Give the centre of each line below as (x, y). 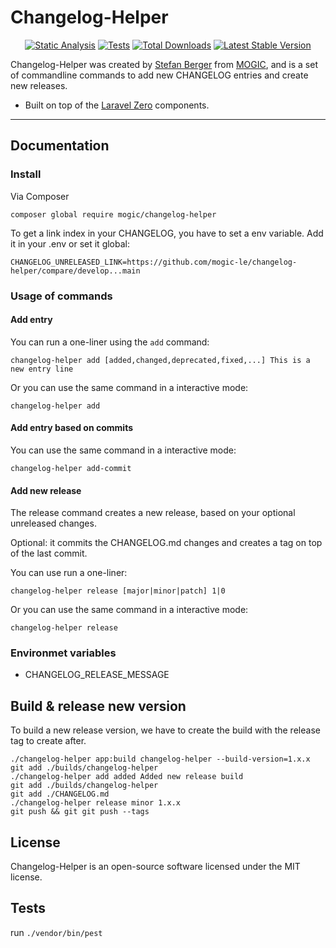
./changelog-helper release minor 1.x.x (96, 803)
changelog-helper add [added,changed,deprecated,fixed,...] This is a (160, 360)
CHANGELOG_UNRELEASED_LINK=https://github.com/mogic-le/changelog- (154, 262)
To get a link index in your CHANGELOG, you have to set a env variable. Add (167, 233)
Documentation (60, 146)
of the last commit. (49, 553)
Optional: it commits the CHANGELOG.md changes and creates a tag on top (166, 543)
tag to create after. (48, 741)
